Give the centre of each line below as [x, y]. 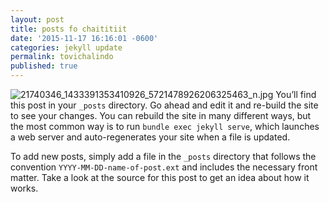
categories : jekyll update [66, 47]
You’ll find [296, 94]
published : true [44, 66]
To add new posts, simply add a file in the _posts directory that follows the [163, 156]
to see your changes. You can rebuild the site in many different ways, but [161, 115]
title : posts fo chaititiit [69, 29]
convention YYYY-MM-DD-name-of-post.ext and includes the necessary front [164, 167]
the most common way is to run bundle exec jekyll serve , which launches [165, 126]
